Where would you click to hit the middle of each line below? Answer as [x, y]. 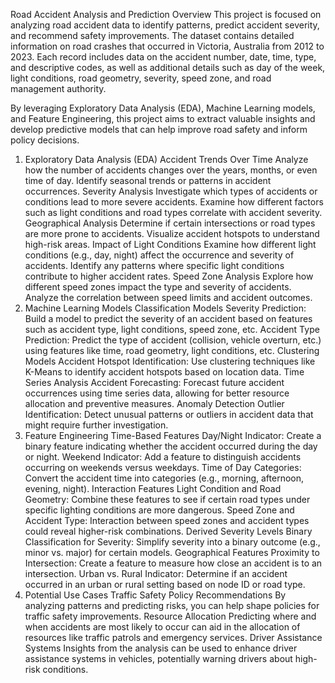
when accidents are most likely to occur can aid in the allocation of [162, 627]
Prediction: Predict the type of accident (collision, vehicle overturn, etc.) [173, 340]
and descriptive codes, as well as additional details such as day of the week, [168, 67]
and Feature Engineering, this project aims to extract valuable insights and [163, 118]
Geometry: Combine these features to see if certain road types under [167, 499]
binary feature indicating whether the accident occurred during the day [171, 446]
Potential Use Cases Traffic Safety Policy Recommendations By [155, 595]
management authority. [58, 88]
